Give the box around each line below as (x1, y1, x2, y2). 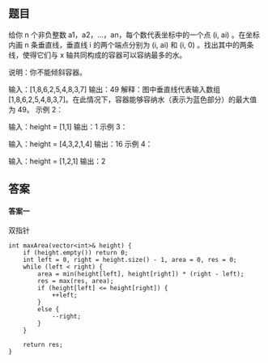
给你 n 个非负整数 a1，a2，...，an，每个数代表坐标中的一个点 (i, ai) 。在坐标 (8, 30, 261, 40)
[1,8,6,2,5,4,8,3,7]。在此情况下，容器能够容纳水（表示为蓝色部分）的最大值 (8, 95, 257, 104)
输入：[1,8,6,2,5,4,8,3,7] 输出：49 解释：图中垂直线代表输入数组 (8, 84, 221, 94)
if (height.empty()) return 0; (23, 249, 129, 257)
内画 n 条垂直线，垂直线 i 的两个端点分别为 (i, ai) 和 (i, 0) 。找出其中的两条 (8, 40, 254, 49)
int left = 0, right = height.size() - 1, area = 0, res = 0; (23, 256, 237, 264)
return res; (23, 341, 63, 349)
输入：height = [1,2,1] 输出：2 (8, 156, 106, 166)
